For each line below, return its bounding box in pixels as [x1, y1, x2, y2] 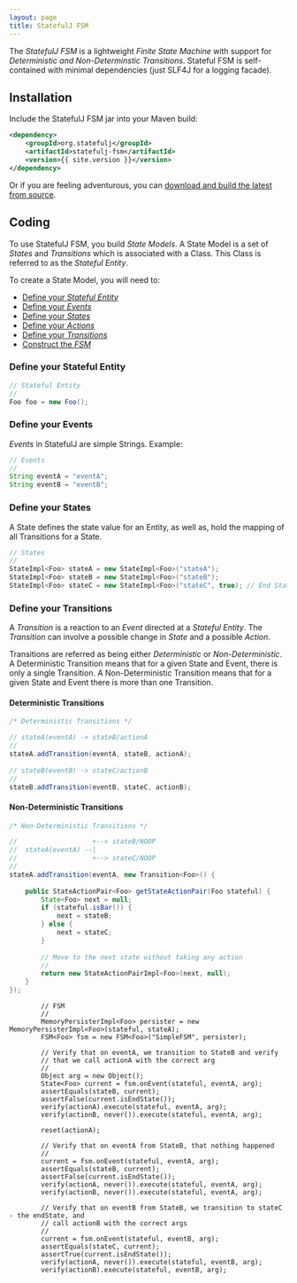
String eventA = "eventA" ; [9, 472, 109, 481]
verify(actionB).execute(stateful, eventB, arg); [41, 1265, 227, 1275]
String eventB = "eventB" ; [9, 481, 109, 489]
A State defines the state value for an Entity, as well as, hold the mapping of [9, 521, 285, 532]
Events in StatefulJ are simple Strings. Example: [9, 438, 183, 449]
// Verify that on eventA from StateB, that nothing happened [41, 1141, 275, 1151]
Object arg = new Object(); [41, 1072, 144, 1081]
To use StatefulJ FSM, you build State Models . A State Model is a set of [9, 239, 269, 249]
